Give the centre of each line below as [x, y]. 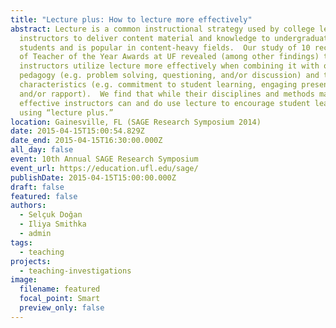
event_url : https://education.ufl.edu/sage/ [104, 168]
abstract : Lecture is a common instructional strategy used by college [162, 29]
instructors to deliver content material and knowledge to [145, 38]
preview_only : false [62, 308]
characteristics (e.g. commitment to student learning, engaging [158, 85]
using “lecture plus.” [66, 112]
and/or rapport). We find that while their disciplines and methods [167, 94]
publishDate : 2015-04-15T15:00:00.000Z [93, 177]
